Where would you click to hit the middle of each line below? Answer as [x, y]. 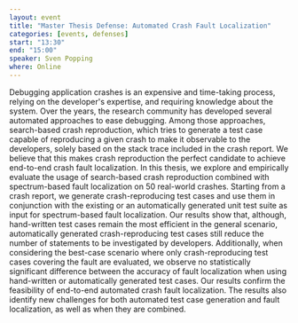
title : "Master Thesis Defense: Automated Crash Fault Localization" [141, 26]
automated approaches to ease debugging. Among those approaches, [137, 120]
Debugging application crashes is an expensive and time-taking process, [142, 92]
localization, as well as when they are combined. [98, 309]
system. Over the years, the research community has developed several [141, 111]
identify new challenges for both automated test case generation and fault [145, 299]
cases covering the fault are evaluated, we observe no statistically [130, 262]
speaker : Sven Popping [51, 59]
